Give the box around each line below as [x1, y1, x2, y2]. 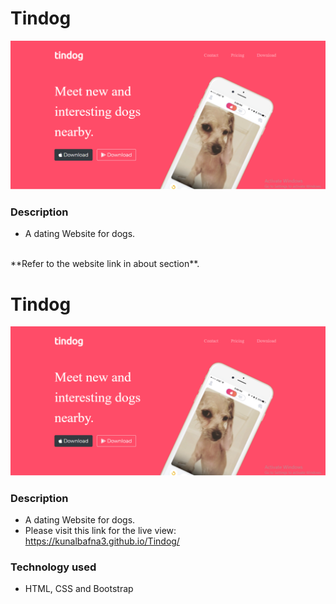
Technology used [10, 560, 97, 574]
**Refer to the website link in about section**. [10, 258, 200, 270]
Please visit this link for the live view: [24, 524, 177, 536]
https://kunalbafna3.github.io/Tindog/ [24, 535, 180, 547]
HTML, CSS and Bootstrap [24, 583, 134, 595]
